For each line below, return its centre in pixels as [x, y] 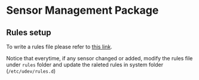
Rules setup [29, 33]
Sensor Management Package [82, 10]
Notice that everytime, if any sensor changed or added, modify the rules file [99, 58]
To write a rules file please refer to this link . [59, 47]
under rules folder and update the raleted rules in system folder [85, 64]
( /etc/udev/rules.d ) [31, 71]
